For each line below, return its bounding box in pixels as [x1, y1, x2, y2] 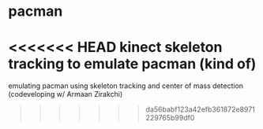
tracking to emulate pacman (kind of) [8, 55, 257, 73]
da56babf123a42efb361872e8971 [145, 105, 255, 114]
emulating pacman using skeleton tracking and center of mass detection [8, 81, 243, 90]
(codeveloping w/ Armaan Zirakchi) [8, 90, 123, 99]
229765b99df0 [145, 113, 195, 123]
